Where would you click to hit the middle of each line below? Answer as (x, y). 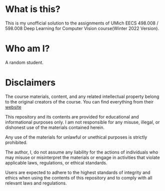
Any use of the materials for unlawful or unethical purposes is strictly (76, 137)
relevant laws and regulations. (36, 183)
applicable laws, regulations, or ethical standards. (56, 162)
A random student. (24, 62)
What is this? (33, 9)
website (13, 107)
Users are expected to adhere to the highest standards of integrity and (78, 172)
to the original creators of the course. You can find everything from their (79, 101)
